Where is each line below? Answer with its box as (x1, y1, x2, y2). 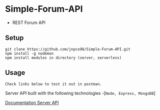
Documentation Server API (5, 99, 59, 106)
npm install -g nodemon (5, 51, 54, 56)
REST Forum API (12, 20, 46, 25)
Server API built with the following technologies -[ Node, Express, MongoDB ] (5, 90, 156, 96)
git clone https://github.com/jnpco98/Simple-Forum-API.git (5, 46, 131, 52)
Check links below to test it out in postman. (5, 82, 102, 87)
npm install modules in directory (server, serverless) (5, 55, 122, 60)
